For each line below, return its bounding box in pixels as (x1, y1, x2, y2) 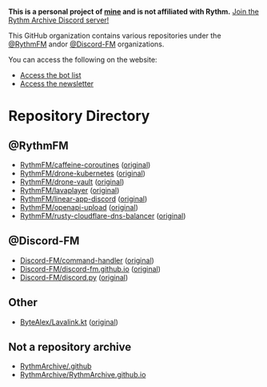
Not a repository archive (8, 341, 132, 354)
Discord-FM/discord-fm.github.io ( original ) (19, 264, 161, 273)
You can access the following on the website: (8, 55, 157, 64)
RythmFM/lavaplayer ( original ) (19, 186, 120, 195)
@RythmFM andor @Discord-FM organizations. (8, 39, 165, 49)
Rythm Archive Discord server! (8, 15, 110, 25)
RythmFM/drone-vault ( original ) (19, 177, 125, 187)
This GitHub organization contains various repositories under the (8, 31, 221, 40)
